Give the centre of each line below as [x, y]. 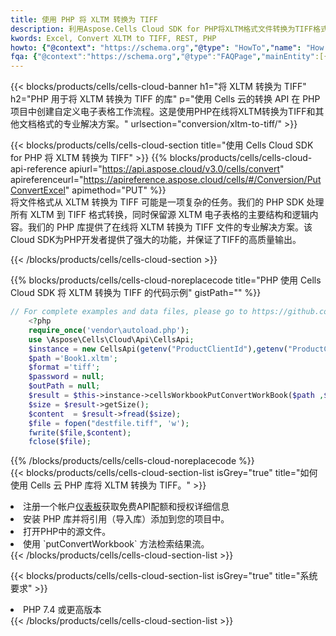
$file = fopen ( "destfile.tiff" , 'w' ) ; [109, 423]
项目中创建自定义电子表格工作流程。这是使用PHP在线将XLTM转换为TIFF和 [163, 112]
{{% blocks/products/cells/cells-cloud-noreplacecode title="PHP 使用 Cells [166, 280]
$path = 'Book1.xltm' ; [73, 358]
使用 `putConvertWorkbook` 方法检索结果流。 [116, 544]
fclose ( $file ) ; [60, 442]
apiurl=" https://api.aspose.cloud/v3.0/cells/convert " [176, 169]
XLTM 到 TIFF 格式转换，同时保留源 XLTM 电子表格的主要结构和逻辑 [169, 215]
